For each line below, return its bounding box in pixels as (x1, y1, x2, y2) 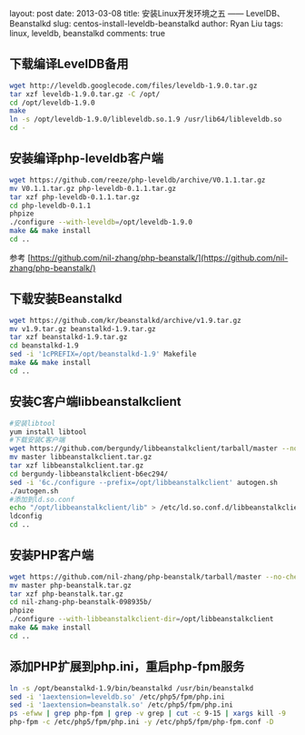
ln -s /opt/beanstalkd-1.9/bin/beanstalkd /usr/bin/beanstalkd (9, 683, 254, 693)
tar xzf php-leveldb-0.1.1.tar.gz (9, 192, 141, 202)
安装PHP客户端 (9, 548, 93, 563)
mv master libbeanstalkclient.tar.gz (9, 453, 152, 462)
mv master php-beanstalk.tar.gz (9, 580, 132, 589)
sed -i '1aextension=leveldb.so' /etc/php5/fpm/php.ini (9, 692, 225, 701)
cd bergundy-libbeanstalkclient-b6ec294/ (9, 469, 169, 478)
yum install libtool (9, 427, 88, 437)
